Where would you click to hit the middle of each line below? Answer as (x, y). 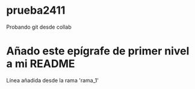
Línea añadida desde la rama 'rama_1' (53, 80)
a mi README (41, 64)
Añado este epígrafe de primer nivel (98, 51)
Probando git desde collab (39, 27)
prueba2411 (36, 10)
